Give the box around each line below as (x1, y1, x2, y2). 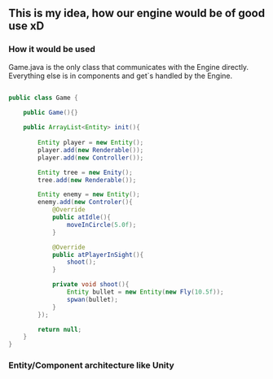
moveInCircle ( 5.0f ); (66, 220, 137, 229)
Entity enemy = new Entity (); (37, 190, 140, 198)
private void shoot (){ (51, 281, 130, 289)
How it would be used (8, 44, 95, 55)
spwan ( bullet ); (66, 295, 118, 303)
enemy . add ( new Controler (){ (37, 198, 133, 207)
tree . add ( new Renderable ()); (37, 176, 137, 184)
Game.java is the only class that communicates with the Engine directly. (8, 62, 249, 72)
